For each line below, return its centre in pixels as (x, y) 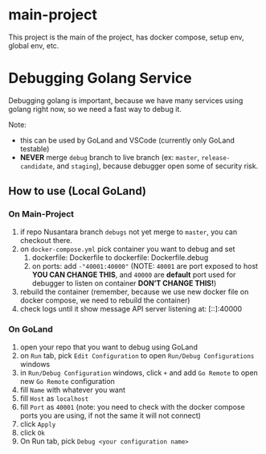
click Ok (33, 432)
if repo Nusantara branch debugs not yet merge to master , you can (129, 232)
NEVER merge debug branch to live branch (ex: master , (109, 157)
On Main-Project (41, 214)
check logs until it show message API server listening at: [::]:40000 (131, 308)
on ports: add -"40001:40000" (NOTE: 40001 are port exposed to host (145, 266)
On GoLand (31, 329)
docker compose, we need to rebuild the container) (105, 300)
